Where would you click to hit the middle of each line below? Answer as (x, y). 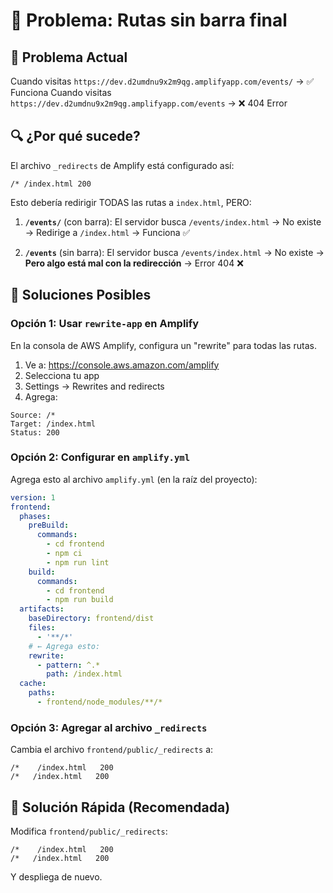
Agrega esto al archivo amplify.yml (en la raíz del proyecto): (134, 479)
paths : (42, 693)
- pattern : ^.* (68, 665)
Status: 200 (35, 432)
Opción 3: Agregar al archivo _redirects (109, 727)
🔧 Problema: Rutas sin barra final (149, 20)
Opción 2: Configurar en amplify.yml (100, 457)
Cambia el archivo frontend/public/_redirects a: (112, 750)
